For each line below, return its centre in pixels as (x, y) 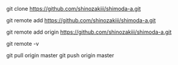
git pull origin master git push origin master (60, 55)
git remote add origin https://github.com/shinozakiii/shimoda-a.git (89, 32)
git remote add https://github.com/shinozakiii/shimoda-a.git (81, 20)
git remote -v (23, 44)
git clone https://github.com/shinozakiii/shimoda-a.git (74, 9)
